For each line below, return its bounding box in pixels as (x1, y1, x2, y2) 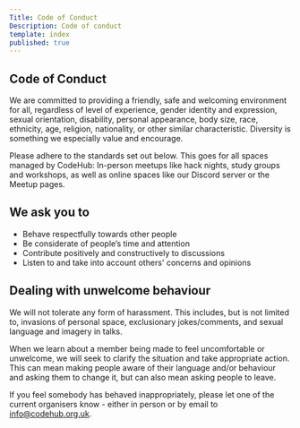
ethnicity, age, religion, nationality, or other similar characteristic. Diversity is (9, 124, 291, 134)
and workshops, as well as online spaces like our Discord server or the (9, 169, 270, 180)
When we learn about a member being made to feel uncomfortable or (9, 343, 266, 354)
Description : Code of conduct (9, 21, 123, 30)
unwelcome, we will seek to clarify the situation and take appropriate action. (9, 353, 290, 364)
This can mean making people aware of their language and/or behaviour (9, 362, 276, 372)
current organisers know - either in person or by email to (9, 398, 219, 409)
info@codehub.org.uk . (9, 408, 92, 419)
